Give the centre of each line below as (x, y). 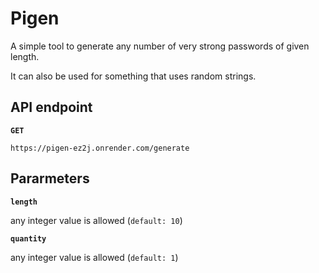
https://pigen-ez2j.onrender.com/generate (100, 148)
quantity (28, 238)
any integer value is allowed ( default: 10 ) (96, 220)
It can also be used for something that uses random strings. (133, 76)
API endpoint (51, 107)
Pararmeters (50, 178)
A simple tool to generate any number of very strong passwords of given (160, 46)
